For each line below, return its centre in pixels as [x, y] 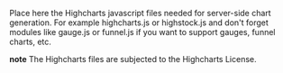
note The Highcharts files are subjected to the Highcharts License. [133, 59]
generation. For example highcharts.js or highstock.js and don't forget [139, 23]
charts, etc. [31, 41]
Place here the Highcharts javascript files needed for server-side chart [141, 13]
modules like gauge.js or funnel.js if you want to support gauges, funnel [142, 32]
